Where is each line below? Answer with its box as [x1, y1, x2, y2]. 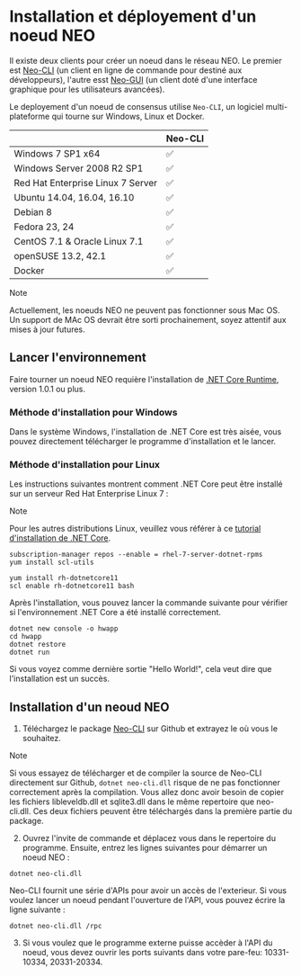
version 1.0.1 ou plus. [9, 383, 85, 394]
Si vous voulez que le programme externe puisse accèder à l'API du [22, 937, 273, 948]
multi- [265, 101, 288, 112]
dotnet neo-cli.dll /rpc [9, 922, 102, 931]
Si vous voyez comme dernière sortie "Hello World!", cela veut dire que [9, 664, 272, 675]
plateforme [9, 111, 50, 121]
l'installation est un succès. [9, 673, 111, 685]
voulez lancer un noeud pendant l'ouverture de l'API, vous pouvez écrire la [9, 895, 286, 906]
